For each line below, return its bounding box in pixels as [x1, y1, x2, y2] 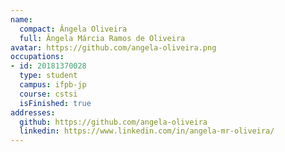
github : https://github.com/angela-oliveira [19, 117, 208, 127]
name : [10, 14, 33, 25]
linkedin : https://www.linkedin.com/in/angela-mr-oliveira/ [19, 126, 275, 136]
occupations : [10, 52, 65, 62]
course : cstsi [19, 89, 78, 99]
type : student [19, 71, 78, 81]
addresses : [10, 107, 56, 118]
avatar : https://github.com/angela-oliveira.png [10, 42, 217, 53]
